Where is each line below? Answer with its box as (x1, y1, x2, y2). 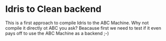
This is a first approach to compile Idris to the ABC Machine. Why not (5, 20, 149, 26)
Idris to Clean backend (5, 3, 102, 15)
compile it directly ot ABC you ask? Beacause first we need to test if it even (5, 25, 161, 31)
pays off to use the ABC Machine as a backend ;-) (5, 30, 109, 36)
